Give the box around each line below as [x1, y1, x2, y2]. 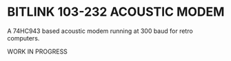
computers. [7, 34, 40, 42]
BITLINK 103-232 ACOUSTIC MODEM [7, 4, 225, 20]
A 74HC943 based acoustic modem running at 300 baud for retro [7, 27, 193, 35]
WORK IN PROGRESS [7, 47, 68, 56]
